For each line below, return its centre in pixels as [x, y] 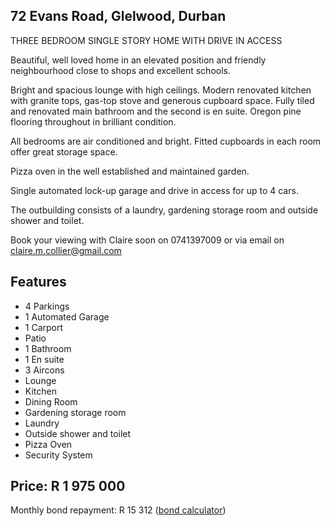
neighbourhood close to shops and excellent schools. [120, 70]
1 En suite [44, 359]
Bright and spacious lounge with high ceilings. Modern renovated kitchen [161, 90]
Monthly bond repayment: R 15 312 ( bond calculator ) [118, 510]
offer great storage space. [64, 151]
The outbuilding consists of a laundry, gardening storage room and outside [164, 210]
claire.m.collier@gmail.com [66, 250]
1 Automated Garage [67, 316]
